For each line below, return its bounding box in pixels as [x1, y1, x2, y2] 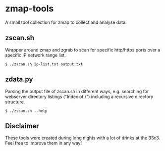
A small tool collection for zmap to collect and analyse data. [5, 19, 127, 25]
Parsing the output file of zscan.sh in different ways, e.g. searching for [5, 88, 149, 94]
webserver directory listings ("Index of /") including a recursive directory [5, 94, 154, 100]
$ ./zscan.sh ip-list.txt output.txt [5, 61, 83, 67]
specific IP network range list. [5, 52, 66, 58]
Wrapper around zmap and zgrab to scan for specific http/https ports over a [5, 47, 161, 52]
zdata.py [5, 75, 33, 84]
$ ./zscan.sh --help [5, 108, 48, 113]
